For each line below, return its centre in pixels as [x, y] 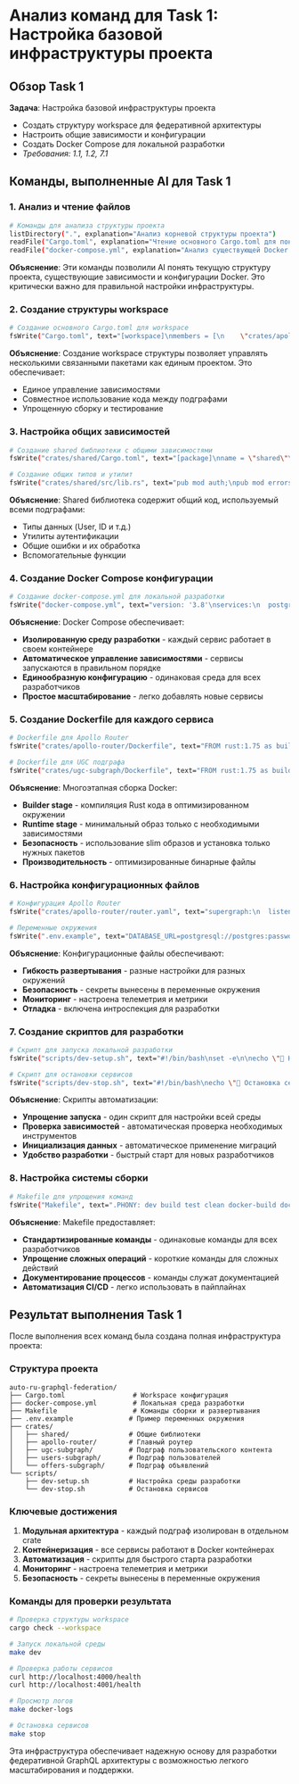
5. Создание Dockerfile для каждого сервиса [112, 719]
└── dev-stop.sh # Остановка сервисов [117, 1489]
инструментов [49, 1136]
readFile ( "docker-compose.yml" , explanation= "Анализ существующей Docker [149, 251]
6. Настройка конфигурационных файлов [105, 884]
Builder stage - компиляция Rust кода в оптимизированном [135, 805]
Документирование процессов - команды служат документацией [150, 1277]
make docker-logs [41, 1710]
